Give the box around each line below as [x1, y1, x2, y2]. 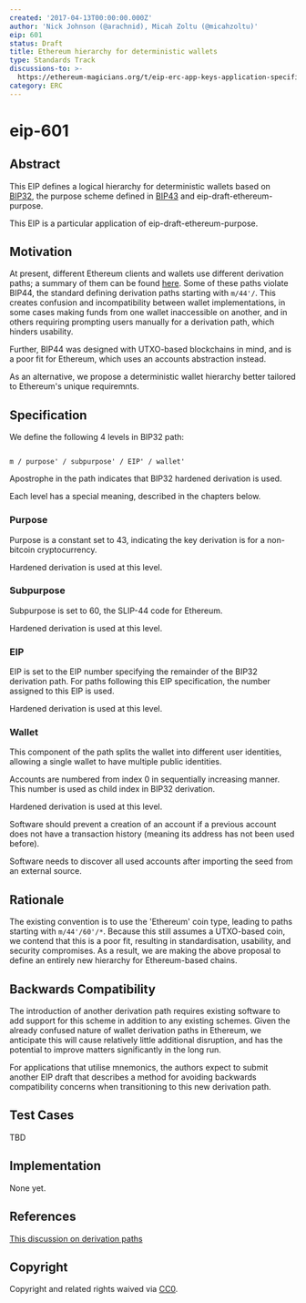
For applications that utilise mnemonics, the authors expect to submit [9, 1062, 269, 1073]
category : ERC [9, 81, 64, 90]
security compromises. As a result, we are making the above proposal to [9, 945, 281, 957]
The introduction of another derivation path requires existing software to [9, 1006, 280, 1017]
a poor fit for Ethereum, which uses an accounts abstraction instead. [9, 354, 267, 364]
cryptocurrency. [36, 544, 97, 555]
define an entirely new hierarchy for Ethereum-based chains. [9, 955, 238, 966]
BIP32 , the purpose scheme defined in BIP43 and [9, 190, 196, 201]
